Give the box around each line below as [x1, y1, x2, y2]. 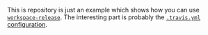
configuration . [7, 21, 47, 28]
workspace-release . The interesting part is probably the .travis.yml [7, 13, 201, 21]
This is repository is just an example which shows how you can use [7, 6, 200, 14]
